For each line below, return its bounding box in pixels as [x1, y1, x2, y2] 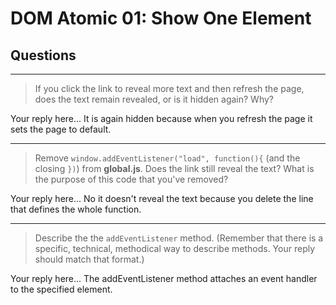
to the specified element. [10, 283, 113, 295]
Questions [10, 47, 77, 64]
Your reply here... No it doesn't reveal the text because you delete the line [10, 193, 314, 204]
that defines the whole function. [10, 203, 142, 215]
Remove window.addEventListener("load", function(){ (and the [34, 152, 301, 164]
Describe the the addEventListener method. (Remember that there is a [34, 232, 324, 244]
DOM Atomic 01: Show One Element [10, 7, 312, 30]
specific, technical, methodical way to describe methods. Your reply [34, 243, 316, 254]
